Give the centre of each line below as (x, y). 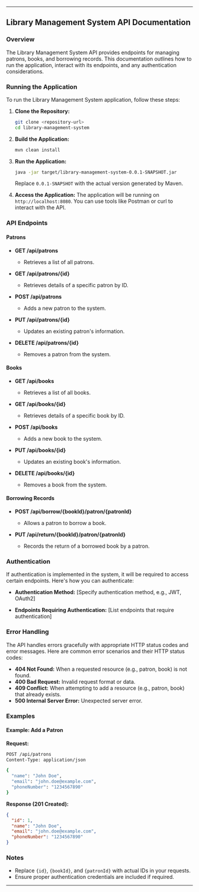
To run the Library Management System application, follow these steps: (93, 99)
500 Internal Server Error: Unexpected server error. (78, 701)
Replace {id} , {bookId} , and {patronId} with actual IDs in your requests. (103, 871)
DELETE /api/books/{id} (45, 473)
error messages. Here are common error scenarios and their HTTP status (95, 651)
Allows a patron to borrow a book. (65, 523)
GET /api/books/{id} (40, 404)
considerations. (25, 71)
